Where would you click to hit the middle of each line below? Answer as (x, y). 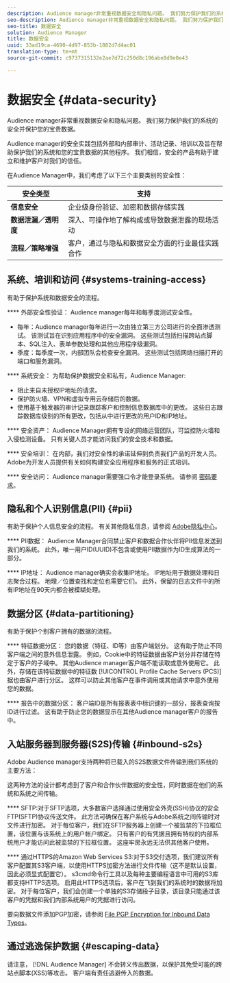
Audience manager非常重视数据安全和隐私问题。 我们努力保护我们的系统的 (113, 120)
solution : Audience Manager (47, 33)
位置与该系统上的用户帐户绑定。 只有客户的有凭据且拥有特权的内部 (119, 834)
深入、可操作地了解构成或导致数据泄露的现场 (140, 220)
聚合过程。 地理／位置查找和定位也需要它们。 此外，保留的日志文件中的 (113, 581)
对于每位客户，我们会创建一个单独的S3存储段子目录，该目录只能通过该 (120, 891)
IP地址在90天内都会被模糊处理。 (59, 590)
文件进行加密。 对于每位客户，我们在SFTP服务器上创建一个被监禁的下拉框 (112, 825)
